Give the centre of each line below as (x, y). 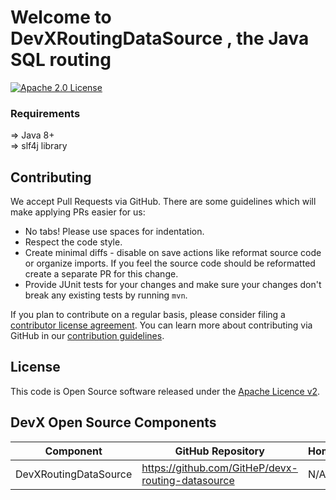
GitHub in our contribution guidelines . (87, 336)
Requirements (45, 113)
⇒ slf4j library (39, 146)
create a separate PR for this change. (101, 274)
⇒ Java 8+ (32, 135)
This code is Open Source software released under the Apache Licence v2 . (165, 391)
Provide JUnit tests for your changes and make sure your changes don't (173, 285)
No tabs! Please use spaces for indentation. (114, 232)
